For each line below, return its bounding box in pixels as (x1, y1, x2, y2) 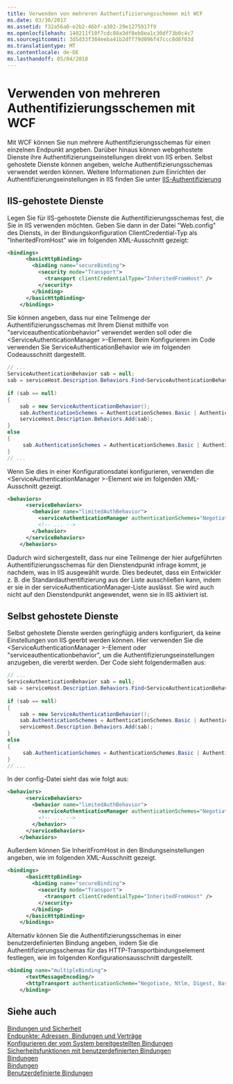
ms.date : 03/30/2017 (7, 17, 67, 24)
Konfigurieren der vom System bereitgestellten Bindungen (7, 1039, 173, 1047)
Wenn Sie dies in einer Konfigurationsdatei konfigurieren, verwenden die (7, 467, 214, 475)
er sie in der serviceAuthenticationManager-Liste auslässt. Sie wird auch (7, 582, 214, 591)
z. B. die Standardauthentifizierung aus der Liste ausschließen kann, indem (7, 575, 221, 584)
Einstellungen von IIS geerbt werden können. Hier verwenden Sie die (7, 636, 204, 644)
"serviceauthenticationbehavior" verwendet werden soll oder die (7, 328, 192, 337)
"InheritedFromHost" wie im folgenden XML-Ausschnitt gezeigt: (7, 236, 189, 244)
